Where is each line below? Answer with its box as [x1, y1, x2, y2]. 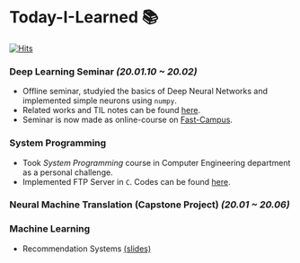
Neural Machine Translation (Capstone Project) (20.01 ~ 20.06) [9, 198, 290, 211]
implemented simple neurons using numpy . [22, 95, 177, 106]
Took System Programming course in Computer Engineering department [22, 157, 291, 168]
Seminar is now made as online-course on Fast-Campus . [22, 114, 234, 126]
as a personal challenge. [22, 167, 114, 178]
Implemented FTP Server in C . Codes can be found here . [22, 176, 231, 187]
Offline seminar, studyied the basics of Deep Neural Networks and [22, 86, 268, 97]
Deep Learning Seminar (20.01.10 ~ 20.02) [9, 65, 198, 77]
